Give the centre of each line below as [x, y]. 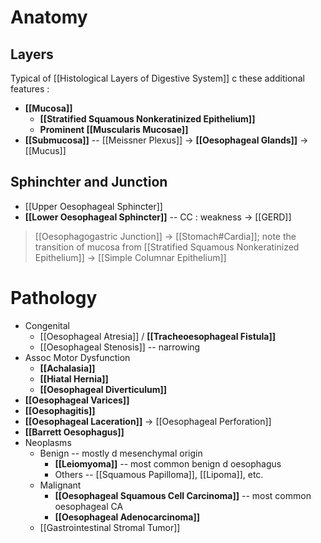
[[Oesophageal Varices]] [77, 400]
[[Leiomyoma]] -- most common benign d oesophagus [168, 463]
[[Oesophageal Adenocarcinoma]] [127, 517]
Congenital [47, 325]
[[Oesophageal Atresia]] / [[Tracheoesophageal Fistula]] [157, 336]
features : [30, 89]
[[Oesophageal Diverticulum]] [103, 389]
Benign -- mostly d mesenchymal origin [121, 453]
